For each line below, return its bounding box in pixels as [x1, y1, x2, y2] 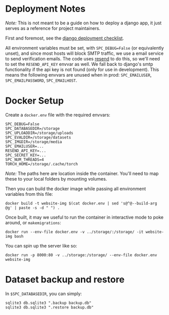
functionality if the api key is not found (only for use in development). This [5, 66, 159, 73]
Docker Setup [5, 95, 64, 107]
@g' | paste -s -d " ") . [5, 205, 60, 211]
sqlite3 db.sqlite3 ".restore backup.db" [5, 305, 94, 310]
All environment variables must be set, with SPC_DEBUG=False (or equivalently [5, 45, 164, 51]
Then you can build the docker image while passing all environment [5, 186, 146, 192]
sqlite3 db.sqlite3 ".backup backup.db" [5, 300, 92, 305]
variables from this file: [5, 191, 53, 197]
